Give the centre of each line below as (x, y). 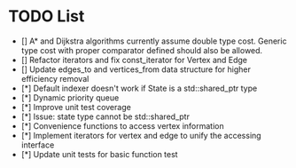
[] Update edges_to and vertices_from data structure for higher (136, 69)
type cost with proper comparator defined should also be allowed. (142, 50)
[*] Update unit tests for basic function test (99, 154)
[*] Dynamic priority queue (70, 97)
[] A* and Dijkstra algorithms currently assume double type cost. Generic (154, 41)
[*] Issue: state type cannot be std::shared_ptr (105, 116)
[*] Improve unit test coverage (76, 107)
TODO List (47, 16)
